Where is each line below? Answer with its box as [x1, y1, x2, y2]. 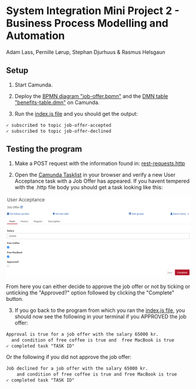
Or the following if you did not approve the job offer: [6, 354, 132, 361]
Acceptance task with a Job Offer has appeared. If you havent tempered [14, 177, 190, 185]
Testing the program [6, 144, 82, 154]
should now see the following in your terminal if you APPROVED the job [14, 313, 187, 320]
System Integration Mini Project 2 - [6, 4, 180, 18]
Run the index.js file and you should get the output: [14, 110, 138, 117]
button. [6, 296, 23, 303]
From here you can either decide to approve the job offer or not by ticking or [6, 283, 191, 290]
